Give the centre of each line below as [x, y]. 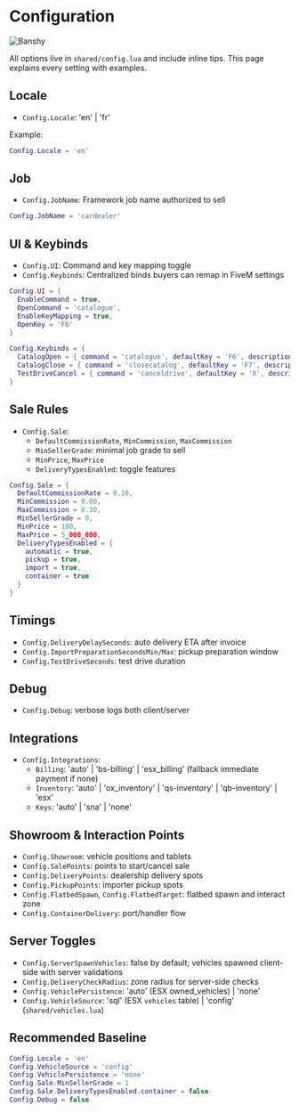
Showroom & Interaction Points [97, 835]
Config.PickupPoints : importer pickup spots [103, 885]
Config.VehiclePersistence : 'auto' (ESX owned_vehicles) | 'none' [141, 991]
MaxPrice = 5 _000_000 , [59, 535]
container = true [57, 576]
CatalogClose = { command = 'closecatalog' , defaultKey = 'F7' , [139, 366]
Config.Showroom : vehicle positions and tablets [106, 857]
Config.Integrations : [61, 760]
